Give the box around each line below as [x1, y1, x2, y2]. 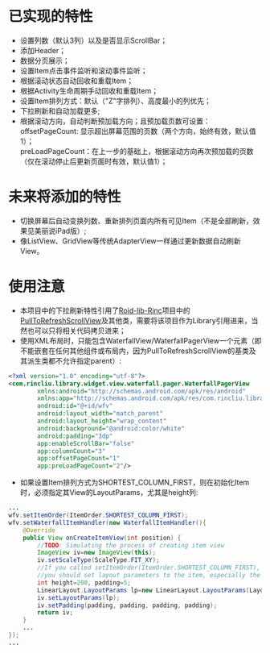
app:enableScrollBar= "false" [37, 439, 135, 447]
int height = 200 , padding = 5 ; [37, 578, 131, 587]
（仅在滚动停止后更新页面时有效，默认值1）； [19, 156, 168, 166]
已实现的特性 [8, 7, 94, 26]
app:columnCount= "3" [37, 447, 106, 455]
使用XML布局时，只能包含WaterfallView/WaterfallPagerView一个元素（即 [19, 335, 262, 345]
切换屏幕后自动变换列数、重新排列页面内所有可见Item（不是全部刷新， [19, 215, 253, 226]
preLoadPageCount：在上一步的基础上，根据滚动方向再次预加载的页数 [19, 146, 254, 156]
